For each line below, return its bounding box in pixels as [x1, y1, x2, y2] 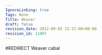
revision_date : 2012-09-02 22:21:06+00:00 [5, 26, 97, 32]
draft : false [5, 21, 33, 27]
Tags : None [5, 12, 29, 17]
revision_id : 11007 [5, 31, 47, 36]
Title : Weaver [5, 17, 36, 22]
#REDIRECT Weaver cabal [5, 45, 60, 51]
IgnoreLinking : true [5, 7, 49, 13]
